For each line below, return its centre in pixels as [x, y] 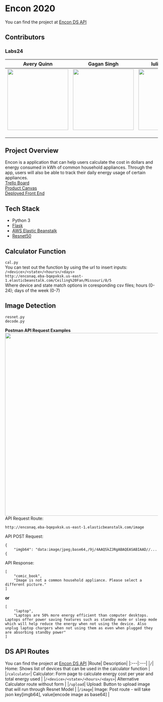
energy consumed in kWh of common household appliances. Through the [79, 167]
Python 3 [21, 220]
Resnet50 [22, 236]
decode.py [15, 321]
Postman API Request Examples [38, 330]
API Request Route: [24, 518]
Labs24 [14, 51]
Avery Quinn [38, 64]
